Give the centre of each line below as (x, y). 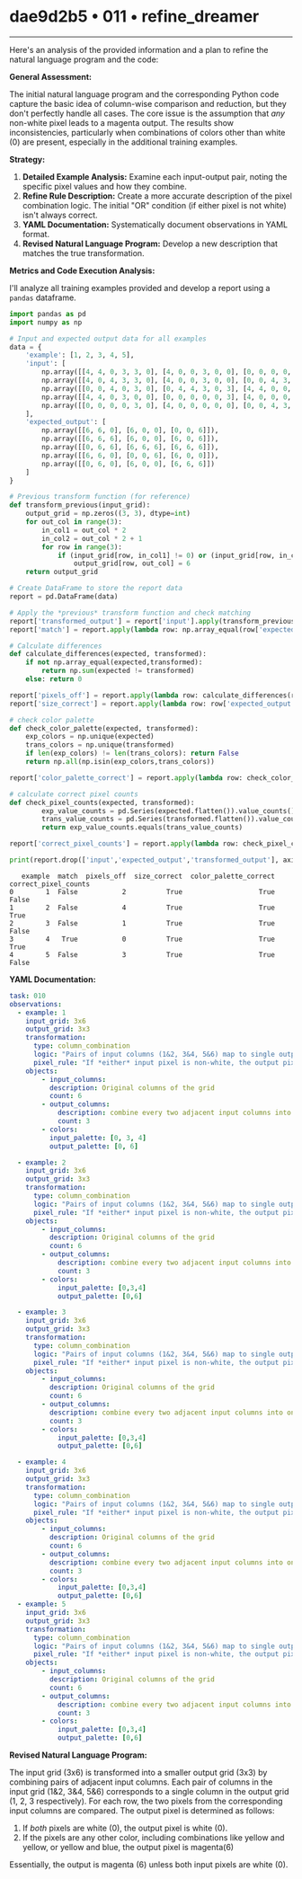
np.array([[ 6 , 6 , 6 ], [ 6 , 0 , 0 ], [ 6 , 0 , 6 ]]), (130, 439)
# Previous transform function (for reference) (100, 497)
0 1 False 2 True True (142, 891)
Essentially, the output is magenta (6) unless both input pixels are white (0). (149, 1865)
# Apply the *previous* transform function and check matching (130, 613)
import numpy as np (46, 322)
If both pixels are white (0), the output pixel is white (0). (125, 1828)
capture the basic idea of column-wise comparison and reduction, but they (148, 103)
